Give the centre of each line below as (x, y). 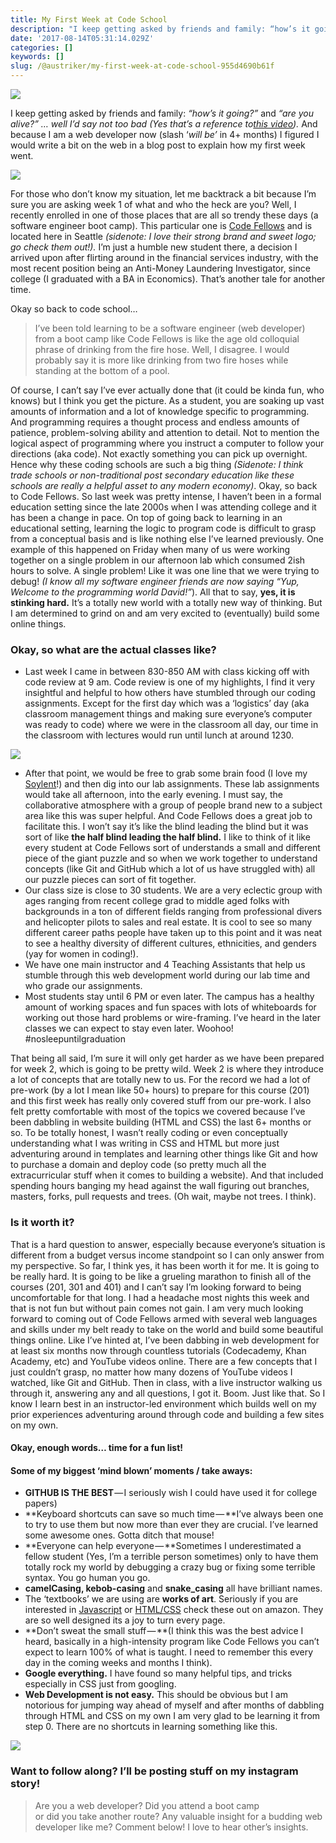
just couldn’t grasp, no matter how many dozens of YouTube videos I (151, 1372)
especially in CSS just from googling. (100, 1684)
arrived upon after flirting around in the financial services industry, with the (164, 257)
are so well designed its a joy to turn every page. (125, 1620)
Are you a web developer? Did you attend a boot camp (147, 1805)
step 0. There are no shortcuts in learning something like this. (151, 1727)
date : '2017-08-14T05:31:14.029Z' (82, 38)
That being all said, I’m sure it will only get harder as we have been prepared (167, 1058)
